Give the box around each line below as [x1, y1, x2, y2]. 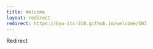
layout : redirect [6, 15, 51, 21]
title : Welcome [6, 9, 45, 15]
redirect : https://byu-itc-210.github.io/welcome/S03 [6, 20, 147, 26]
